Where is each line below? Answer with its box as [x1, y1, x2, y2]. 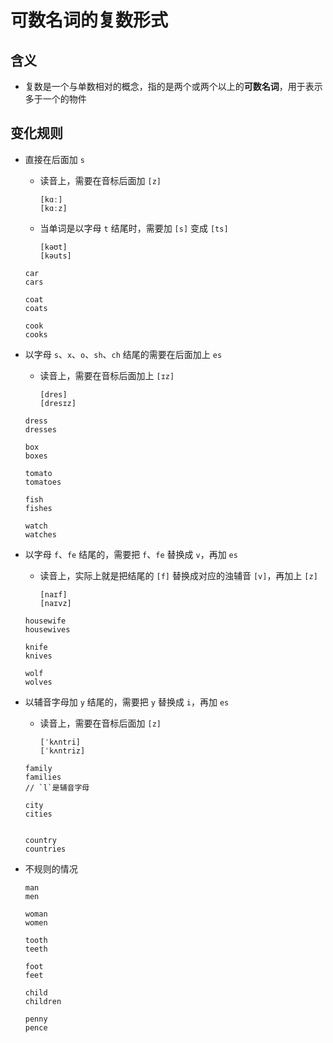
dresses [24, 424, 57, 435]
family [24, 763, 53, 773]
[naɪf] [39, 589, 68, 600]
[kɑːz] [39, 203, 68, 213]
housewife [24, 616, 67, 626]
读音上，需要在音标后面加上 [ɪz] [39, 369, 175, 381]
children [24, 996, 62, 1006]
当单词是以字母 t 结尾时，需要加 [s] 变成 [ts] [39, 222, 229, 234]
